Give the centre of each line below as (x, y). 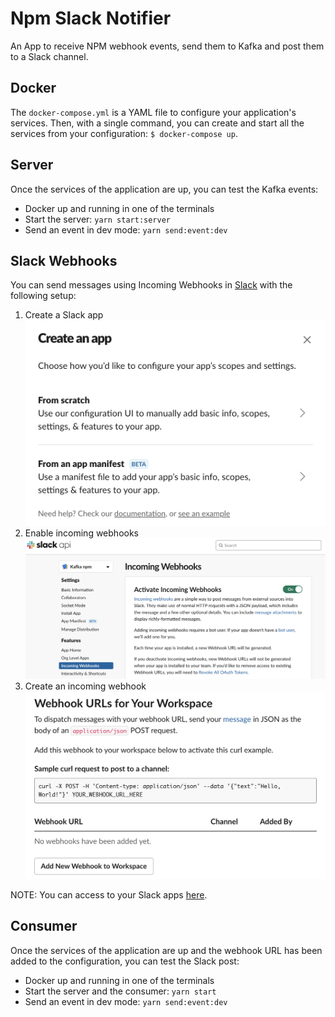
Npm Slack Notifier (91, 18)
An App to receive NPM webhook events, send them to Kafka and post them (167, 46)
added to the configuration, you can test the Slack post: (125, 961)
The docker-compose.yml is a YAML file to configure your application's (153, 112)
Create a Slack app (64, 315)
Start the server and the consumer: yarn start (120, 991)
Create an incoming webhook (85, 686)
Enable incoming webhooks (81, 533)
